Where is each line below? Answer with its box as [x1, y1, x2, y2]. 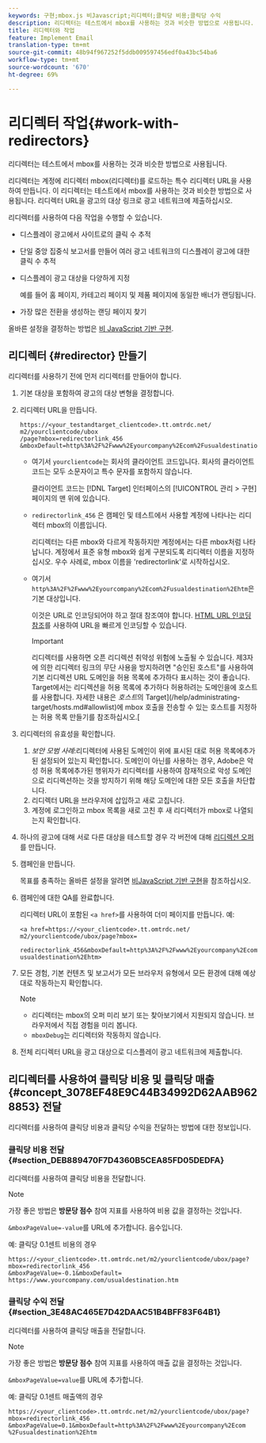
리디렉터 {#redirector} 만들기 [8, 348, 147, 362]
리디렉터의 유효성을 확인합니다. [19, 729, 116, 739]
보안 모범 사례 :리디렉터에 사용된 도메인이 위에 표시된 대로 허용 [31, 746, 222, 756]
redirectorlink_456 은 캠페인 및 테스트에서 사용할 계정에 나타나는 [31, 510, 237, 520]
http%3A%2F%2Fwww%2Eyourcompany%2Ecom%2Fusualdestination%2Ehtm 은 [31, 584, 255, 594]
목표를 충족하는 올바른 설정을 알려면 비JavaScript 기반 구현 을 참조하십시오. [19, 876, 252, 886]
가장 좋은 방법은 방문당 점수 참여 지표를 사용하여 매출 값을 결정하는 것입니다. [8, 1358, 242, 1368]
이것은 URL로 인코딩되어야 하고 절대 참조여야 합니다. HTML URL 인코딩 [31, 610, 252, 620]
